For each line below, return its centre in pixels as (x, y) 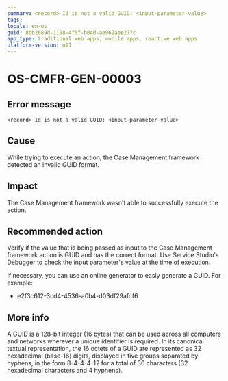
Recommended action (55, 232)
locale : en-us (27, 26)
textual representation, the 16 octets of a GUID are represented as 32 (104, 349)
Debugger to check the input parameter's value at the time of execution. (109, 262)
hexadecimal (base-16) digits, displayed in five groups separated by (103, 356)
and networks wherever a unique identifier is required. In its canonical (105, 341)
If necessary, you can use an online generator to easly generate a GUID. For (114, 276)
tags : (15, 20)
